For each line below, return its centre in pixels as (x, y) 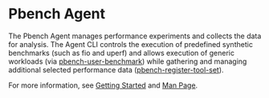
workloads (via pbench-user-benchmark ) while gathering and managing (128, 61)
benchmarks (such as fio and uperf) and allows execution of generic (122, 53)
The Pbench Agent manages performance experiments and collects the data (135, 36)
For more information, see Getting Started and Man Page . (103, 85)
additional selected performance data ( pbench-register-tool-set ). (116, 69)
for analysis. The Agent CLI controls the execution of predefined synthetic (130, 44)
